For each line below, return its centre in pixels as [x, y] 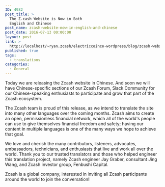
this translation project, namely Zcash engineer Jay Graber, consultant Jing [81, 159]
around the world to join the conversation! [47, 179]
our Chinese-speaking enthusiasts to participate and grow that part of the [80, 93]
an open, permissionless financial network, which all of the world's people [80, 119]
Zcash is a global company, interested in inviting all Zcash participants [76, 174]
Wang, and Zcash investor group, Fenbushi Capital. [57, 164]
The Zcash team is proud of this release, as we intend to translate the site [79, 108]
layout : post [18, 37]
